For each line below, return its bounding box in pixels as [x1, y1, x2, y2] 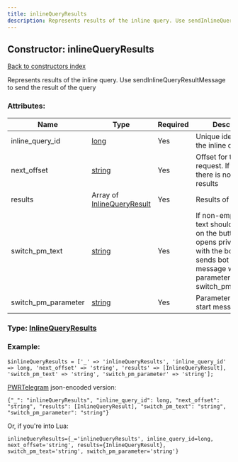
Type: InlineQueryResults [7, 323, 97, 333]
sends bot [195, 255, 229, 265]
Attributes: [7, 101, 46, 111]
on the [195, 228, 217, 238]
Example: [7, 342, 40, 352]
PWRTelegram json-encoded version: [7, 383, 117, 391]
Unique [195, 131, 220, 141]
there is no [195, 170, 232, 180]
